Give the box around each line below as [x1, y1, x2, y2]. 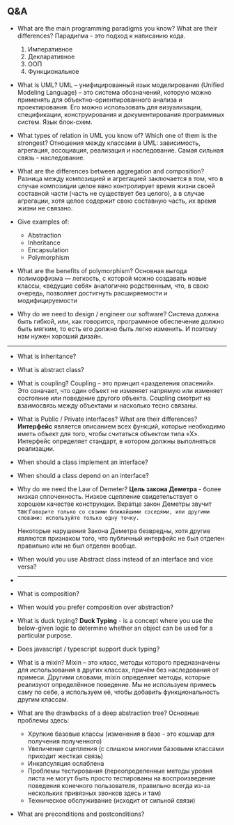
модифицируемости [17, 296, 78, 304]
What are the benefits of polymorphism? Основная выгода [17, 266, 187, 275]
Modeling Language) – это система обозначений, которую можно [17, 88, 212, 96]
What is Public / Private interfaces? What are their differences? [17, 415, 198, 423]
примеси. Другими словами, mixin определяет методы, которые [17, 672, 210, 681]
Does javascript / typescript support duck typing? [17, 645, 160, 653]
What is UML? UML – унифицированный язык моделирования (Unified [17, 80, 224, 89]
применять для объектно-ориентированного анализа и [17, 95, 182, 104]
